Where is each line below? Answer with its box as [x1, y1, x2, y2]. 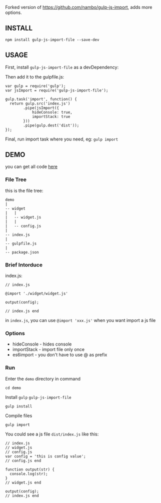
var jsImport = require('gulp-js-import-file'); [5, 87, 108, 93]
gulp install [5, 403, 32, 409]
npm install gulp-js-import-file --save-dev [5, 37, 99, 42]
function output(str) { [5, 467, 55, 472]
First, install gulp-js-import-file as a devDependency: [5, 64, 119, 70]
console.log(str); [9, 471, 48, 476]
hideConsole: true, [31, 109, 72, 114]
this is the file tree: [5, 187, 43, 193]
